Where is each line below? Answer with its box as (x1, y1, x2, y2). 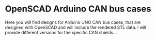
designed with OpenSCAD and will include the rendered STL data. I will (5, 24, 147, 30)
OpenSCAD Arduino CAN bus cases (5, 3, 152, 14)
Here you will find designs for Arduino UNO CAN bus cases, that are (5, 19, 141, 25)
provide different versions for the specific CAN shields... (5, 29, 117, 35)
